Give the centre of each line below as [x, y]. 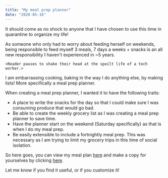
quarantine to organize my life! [37, 34]
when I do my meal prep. [38, 129]
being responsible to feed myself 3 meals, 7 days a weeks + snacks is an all [84, 49]
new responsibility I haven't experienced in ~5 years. [60, 55]
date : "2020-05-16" [26, 15]
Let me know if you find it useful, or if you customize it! [62, 170]
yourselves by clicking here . [35, 160]
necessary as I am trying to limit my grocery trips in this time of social [85, 140]
